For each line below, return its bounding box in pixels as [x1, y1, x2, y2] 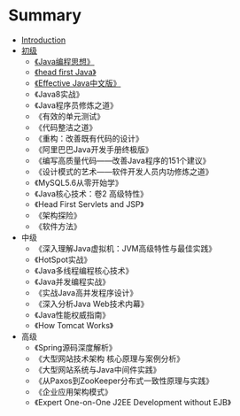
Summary [8, 5, 81, 26]
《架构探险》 [34, 210, 81, 220]
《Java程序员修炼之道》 [34, 99, 119, 111]
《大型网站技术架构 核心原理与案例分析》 [34, 353, 185, 364]
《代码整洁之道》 [34, 121, 97, 133]
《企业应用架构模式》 [34, 386, 112, 397]
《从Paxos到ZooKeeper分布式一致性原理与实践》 [34, 375, 214, 386]
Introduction [20, 35, 66, 45]
